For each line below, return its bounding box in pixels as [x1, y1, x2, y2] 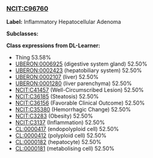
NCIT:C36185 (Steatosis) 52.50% [15, 93, 99, 100]
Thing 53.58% [15, 54, 51, 61]
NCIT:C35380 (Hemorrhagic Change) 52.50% [15, 106, 132, 113]
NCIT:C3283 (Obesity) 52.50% [15, 112, 94, 120]
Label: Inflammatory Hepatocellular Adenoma [6, 18, 121, 26]
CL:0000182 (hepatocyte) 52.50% [15, 138, 102, 146]
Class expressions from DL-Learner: [6, 42, 100, 50]
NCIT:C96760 [6, 4, 49, 13]
